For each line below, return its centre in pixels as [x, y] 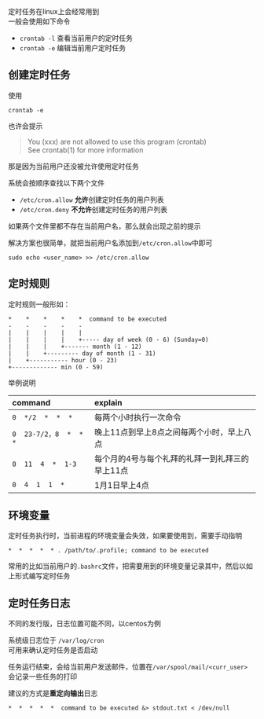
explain [108, 402]
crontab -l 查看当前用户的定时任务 [76, 38]
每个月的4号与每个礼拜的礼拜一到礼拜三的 [171, 458]
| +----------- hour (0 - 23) [63, 360]
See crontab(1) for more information [85, 150]
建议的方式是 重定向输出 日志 [53, 693]
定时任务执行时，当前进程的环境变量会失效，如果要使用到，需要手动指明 [125, 536]
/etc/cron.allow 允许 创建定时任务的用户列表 [92, 200]
